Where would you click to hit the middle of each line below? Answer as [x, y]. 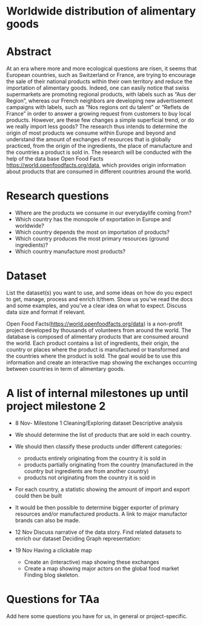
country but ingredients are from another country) [86, 471]
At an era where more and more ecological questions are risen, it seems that [101, 68]
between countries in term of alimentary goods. [66, 369]
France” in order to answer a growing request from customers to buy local [99, 114]
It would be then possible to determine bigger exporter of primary [97, 507]
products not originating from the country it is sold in [90, 478]
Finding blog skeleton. [52, 574]
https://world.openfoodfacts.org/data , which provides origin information [96, 165]
